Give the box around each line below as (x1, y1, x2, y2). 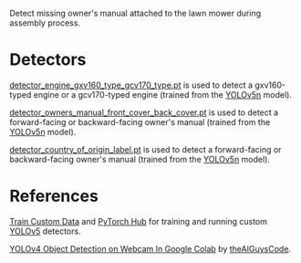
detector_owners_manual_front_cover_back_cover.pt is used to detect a (9, 107, 279, 118)
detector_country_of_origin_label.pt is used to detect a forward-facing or (9, 143, 282, 154)
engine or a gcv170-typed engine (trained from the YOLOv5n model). (33, 89, 292, 100)
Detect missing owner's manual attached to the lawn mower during (9, 8, 262, 18)
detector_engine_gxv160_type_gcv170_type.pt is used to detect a (9, 79, 254, 90)
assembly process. (9, 17, 80, 28)
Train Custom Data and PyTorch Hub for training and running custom (9, 216, 267, 226)
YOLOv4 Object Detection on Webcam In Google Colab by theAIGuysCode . (9, 243, 292, 254)
